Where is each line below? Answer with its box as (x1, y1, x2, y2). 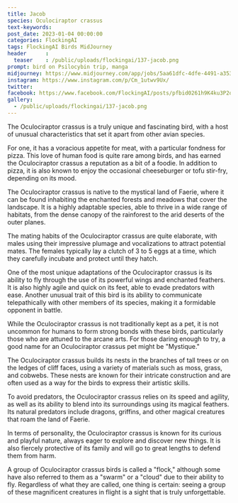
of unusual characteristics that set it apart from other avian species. (7, 129, 205, 139)
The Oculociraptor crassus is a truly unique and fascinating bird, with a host (7, 122, 229, 131)
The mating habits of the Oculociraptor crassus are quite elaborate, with (7, 232, 217, 240)
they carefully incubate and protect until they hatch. (7, 254, 158, 263)
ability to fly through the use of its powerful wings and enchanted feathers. (7, 275, 225, 284)
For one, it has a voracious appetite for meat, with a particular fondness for (7, 144, 226, 152)
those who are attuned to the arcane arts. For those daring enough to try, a (7, 335, 226, 343)
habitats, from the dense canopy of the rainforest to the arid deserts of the (7, 210, 225, 219)
